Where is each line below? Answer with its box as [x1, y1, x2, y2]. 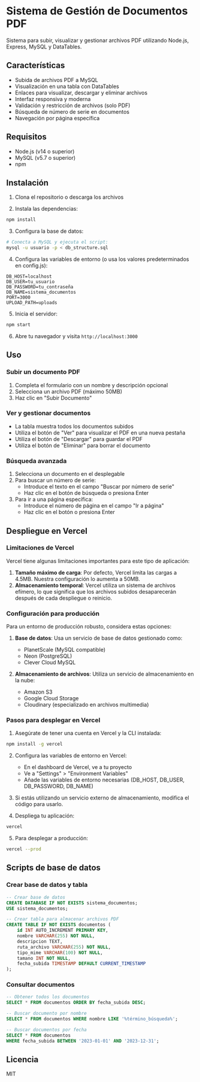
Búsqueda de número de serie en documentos [14, 108, 130, 115]
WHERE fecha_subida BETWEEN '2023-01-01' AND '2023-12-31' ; [6, 1038, 160, 1044]
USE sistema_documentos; [6, 905, 68, 911]
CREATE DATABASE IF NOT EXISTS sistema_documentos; [6, 899, 138, 906]
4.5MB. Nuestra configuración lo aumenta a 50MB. [14, 575, 141, 582]
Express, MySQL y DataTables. [6, 43, 82, 50]
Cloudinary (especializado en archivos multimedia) [23, 701, 149, 709]
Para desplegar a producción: [14, 835, 89, 842]
